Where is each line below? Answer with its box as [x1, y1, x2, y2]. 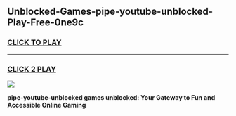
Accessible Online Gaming [7, 101, 86, 109]
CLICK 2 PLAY [7, 64, 56, 74]
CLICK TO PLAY [7, 38, 62, 48]
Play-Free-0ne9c [7, 17, 84, 29]
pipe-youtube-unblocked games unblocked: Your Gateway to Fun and [7, 93, 216, 101]
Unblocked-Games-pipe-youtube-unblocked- [7, 6, 213, 18]
